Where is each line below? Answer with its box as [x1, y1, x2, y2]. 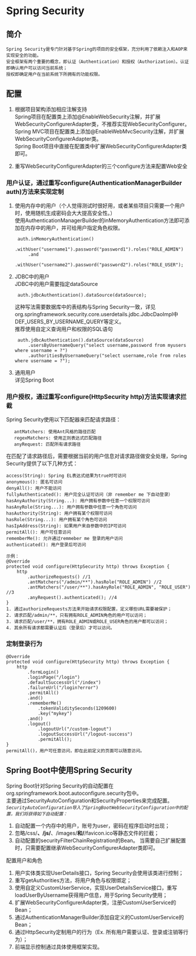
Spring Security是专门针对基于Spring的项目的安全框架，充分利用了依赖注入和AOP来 [6, 46, 188, 52]
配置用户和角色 [6, 857, 42, 864]
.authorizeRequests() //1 [27, 574, 91, 580]
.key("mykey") [37, 710, 72, 716]
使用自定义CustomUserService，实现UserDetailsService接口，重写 [14, 884, 178, 891]
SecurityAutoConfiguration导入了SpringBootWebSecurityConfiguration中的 [6, 805, 184, 811]
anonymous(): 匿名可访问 [6, 479, 63, 485]
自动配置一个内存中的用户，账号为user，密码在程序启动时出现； [14, 822, 170, 829]
